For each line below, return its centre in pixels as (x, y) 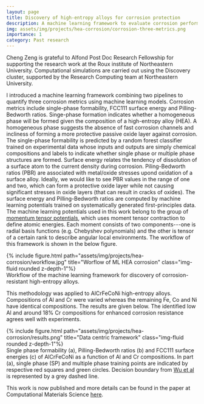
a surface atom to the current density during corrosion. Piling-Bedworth (96, 166)
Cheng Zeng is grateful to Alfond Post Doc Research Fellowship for (90, 57)
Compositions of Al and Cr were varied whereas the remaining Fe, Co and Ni (102, 300)
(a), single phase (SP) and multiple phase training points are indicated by (97, 363)
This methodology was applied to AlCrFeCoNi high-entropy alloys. (89, 293)
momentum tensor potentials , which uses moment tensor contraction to (96, 218)
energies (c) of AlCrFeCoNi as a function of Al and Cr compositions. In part (100, 357)
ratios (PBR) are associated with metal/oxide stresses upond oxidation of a (100, 173)
